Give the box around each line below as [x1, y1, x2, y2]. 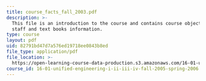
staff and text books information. [12, 26, 103, 32]
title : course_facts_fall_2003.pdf [6, 9, 97, 15]
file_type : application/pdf [6, 49, 78, 55]
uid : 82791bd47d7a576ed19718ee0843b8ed [6, 43, 109, 49]
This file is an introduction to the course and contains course [12, 20, 183, 26]
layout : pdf [6, 37, 37, 43]
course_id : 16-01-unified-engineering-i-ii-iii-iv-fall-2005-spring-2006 [6, 65, 199, 72]
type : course [6, 32, 40, 38]
